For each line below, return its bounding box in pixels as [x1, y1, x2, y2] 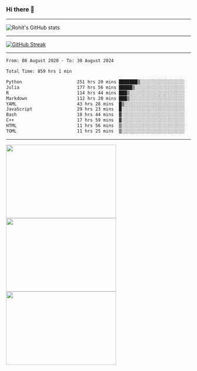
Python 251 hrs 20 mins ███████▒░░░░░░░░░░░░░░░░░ [6, 79, 185, 85]
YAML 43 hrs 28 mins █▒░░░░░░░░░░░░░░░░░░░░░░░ [6, 101, 185, 107]
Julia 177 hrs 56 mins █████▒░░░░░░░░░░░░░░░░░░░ [6, 85, 185, 90]
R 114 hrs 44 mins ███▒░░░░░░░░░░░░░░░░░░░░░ [6, 90, 185, 96]
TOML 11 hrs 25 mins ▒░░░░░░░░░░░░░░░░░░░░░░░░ [6, 128, 185, 134]
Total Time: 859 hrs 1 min [6, 69, 72, 75]
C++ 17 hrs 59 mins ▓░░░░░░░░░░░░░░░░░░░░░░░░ [6, 117, 185, 123]
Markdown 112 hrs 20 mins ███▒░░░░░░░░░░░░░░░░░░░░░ [6, 95, 185, 102]
